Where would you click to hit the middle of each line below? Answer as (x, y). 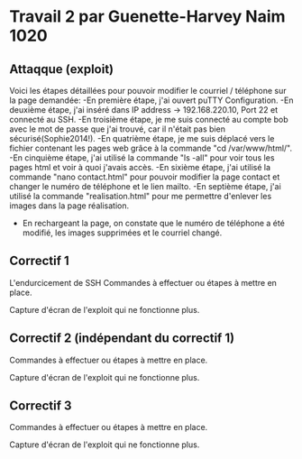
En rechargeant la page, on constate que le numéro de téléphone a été (154, 223)
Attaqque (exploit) (62, 69)
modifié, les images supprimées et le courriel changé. (122, 233)
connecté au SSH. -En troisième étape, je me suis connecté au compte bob (149, 119)
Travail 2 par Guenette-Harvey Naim (147, 17)
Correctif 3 (41, 406)
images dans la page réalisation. (69, 206)
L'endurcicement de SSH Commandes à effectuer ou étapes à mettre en (143, 282)
